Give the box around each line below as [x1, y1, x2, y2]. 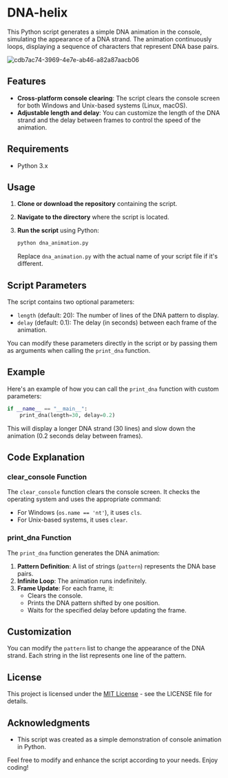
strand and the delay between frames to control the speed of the [17, 116, 201, 124]
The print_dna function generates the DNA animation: [7, 549, 160, 557]
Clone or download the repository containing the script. [17, 200, 178, 208]
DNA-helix [7, 5, 68, 21]
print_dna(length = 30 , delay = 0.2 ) [19, 411, 116, 418]
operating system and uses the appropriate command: [7, 495, 162, 504]
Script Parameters [7, 279, 87, 291]
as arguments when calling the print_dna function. [7, 347, 151, 355]
